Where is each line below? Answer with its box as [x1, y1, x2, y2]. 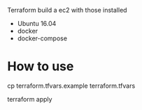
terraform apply [7, 95, 52, 103]
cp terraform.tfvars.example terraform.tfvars [7, 81, 136, 90]
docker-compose [17, 34, 68, 42]
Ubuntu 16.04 [17, 19, 57, 27]
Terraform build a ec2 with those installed [7, 6, 127, 14]
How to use [7, 58, 74, 74]
